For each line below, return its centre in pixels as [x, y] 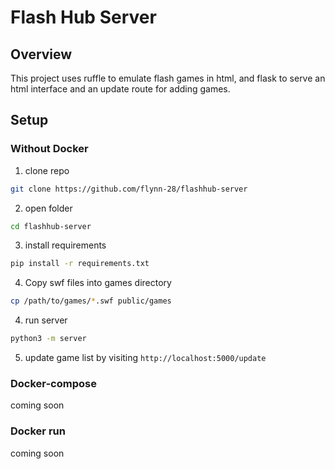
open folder [48, 208]
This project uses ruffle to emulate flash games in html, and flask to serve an [168, 78]
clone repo [47, 170]
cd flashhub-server [51, 226]
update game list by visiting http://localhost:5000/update [145, 358]
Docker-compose [53, 383]
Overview [41, 54]
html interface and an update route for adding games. [120, 89]
